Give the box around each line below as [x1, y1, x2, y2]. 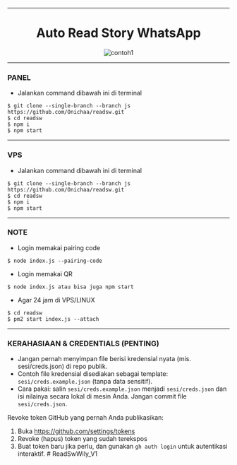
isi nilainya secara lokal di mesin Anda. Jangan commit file [17, 392, 187, 401]
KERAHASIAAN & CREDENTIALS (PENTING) [7, 339, 160, 348]
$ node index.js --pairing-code [7, 257, 102, 264]
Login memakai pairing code [17, 243, 101, 252]
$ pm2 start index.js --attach [7, 315, 99, 322]
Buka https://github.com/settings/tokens [17, 427, 135, 435]
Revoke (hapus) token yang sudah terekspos [17, 435, 148, 443]
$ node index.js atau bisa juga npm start [7, 283, 134, 290]
